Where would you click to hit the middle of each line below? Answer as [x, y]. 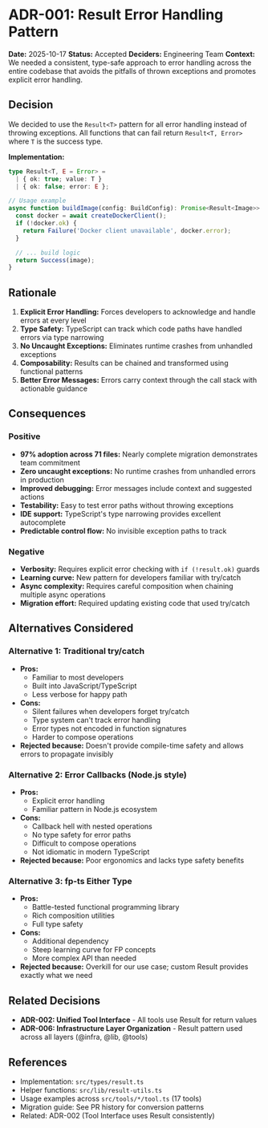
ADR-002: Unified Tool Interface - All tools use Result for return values [138, 1020]
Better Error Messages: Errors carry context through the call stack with [138, 380]
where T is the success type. [55, 141]
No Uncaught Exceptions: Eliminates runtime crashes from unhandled [136, 346]
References [38, 1062]
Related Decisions [55, 1000]
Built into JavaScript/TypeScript [84, 686]
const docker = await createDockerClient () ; [91, 216]
